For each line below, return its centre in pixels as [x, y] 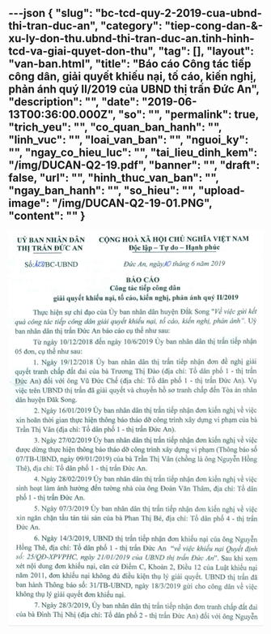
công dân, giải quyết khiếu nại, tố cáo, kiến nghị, [132, 77]
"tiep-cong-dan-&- [214, 26]
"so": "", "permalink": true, [188, 115]
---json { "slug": [51, 13]
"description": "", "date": [74, 102]
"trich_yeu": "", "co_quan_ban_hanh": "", [115, 128]
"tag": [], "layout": [206, 51]
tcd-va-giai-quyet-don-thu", [82, 51]
